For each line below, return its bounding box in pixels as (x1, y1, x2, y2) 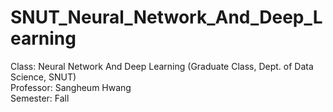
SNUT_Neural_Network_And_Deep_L (10, 6, 323, 29)
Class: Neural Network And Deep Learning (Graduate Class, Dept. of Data (10, 60, 314, 72)
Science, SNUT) (10, 71, 77, 83)
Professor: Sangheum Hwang (10, 81, 132, 93)
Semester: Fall (10, 92, 70, 104)
